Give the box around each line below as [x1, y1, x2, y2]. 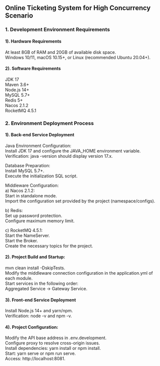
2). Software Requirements [5, 65, 61, 71]
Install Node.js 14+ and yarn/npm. [5, 308, 73, 314]
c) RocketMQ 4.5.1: [5, 227, 43, 233]
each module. [5, 276, 33, 281]
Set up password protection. [5, 213, 63, 218]
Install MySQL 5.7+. [5, 168, 45, 173]
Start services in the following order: [5, 280, 79, 286]
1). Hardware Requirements [5, 38, 62, 44]
